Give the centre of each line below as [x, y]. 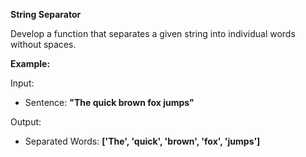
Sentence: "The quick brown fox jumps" [109, 102]
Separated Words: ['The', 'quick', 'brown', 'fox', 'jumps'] [142, 141]
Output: [26, 122]
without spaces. [43, 44]
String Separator [46, 14]
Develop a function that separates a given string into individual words [153, 33]
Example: [30, 63]
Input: [22, 83]
